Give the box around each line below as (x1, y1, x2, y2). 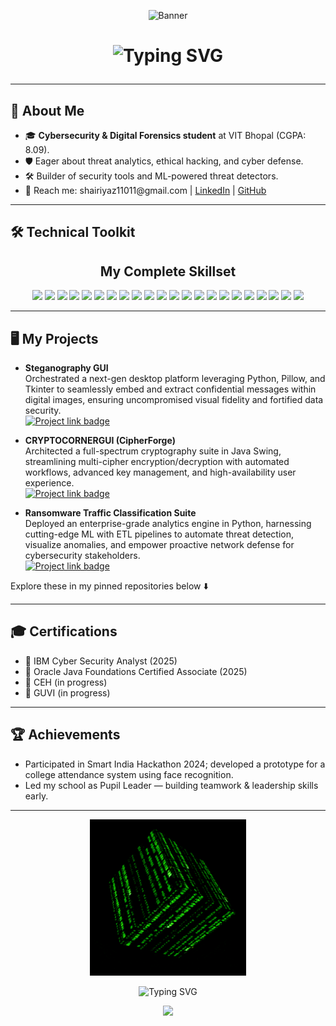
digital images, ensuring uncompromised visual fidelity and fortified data (24, 394, 324, 406)
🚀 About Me (10, 102, 85, 119)
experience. (24, 477, 75, 489)
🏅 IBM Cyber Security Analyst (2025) (24, 655, 178, 667)
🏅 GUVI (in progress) (24, 686, 111, 699)
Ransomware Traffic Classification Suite (24, 507, 197, 519)
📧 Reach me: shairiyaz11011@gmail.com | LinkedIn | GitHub (24, 185, 267, 196)
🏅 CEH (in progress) (24, 676, 108, 688)
